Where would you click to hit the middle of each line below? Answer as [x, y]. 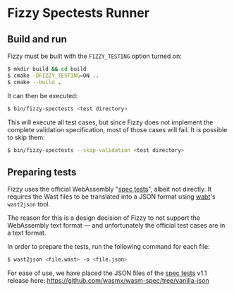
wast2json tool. [29, 204]
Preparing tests [42, 172]
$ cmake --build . [34, 82]
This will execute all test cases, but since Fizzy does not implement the [110, 122]
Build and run [37, 39]
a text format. [27, 233]
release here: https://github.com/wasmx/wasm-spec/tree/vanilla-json [108, 281]
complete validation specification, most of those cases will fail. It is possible [117, 129]
